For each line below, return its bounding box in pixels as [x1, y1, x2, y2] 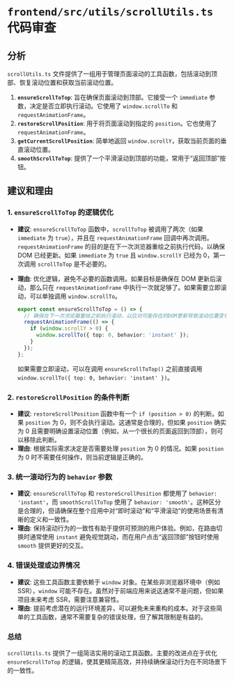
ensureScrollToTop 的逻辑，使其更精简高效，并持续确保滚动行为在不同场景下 [7, 657, 227, 666]
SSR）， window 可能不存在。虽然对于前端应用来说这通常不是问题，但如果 [17, 586, 224, 595]
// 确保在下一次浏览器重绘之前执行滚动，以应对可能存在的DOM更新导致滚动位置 [24, 312, 219, 319]
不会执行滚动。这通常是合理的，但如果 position [75, 418, 212, 426]
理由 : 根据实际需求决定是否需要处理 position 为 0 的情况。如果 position [17, 444, 224, 453]
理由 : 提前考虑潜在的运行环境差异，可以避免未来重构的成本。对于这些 [17, 604, 217, 612]
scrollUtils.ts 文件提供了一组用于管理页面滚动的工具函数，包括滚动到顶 [7, 70, 218, 78]
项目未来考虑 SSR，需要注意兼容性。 [17, 595, 123, 604]
